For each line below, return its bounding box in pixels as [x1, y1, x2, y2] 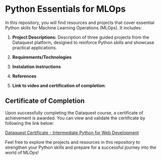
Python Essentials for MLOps [5, 3, 126, 15]
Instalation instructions [12, 64, 61, 69]
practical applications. [12, 45, 57, 50]
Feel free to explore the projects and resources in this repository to [5, 139, 140, 145]
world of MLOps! [5, 149, 39, 155]
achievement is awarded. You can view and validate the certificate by [5, 115, 146, 121]
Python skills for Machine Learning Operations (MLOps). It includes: [5, 24, 142, 30]
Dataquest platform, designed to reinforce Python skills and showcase [12, 39, 155, 45]
